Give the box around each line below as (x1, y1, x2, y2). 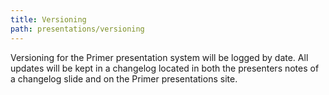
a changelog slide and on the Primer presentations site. (10, 72, 238, 85)
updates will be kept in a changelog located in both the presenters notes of (10, 62, 320, 74)
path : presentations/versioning (10, 24, 145, 34)
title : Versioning (10, 14, 87, 25)
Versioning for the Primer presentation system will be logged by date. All (10, 51, 309, 63)
